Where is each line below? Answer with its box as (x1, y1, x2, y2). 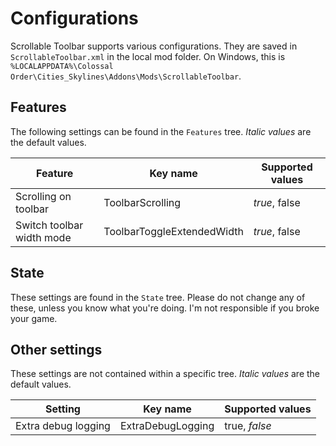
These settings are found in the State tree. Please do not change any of (10, 291, 306, 303)
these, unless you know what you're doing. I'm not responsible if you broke (10, 302, 320, 314)
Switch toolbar (15, 218, 84, 232)
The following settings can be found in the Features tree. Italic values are (10, 125, 312, 137)
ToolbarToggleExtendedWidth (103, 224, 244, 238)
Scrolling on (15, 189, 72, 203)
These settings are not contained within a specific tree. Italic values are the (10, 368, 321, 380)
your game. (10, 312, 58, 324)
